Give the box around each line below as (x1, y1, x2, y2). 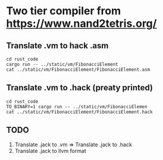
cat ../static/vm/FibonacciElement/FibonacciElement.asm (6, 67, 151, 73)
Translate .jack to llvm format (14, 147, 86, 154)
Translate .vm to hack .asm (6, 40, 109, 51)
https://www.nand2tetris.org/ (6, 17, 157, 30)
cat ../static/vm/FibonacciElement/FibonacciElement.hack (6, 109, 153, 115)
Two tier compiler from (6, 4, 121, 18)
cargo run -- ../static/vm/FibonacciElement (6, 61, 118, 67)
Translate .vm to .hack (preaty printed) (6, 83, 153, 93)
